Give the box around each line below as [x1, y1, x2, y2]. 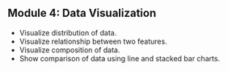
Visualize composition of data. [19, 44, 120, 55]
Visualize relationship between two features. [19, 36, 167, 46]
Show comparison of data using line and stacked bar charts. [19, 53, 220, 63]
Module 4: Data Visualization [7, 6, 157, 20]
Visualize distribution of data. [19, 27, 117, 37]
